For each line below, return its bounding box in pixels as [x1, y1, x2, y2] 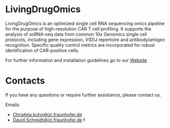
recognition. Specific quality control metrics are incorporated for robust [5, 42, 155, 48]
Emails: [5, 102, 20, 108]
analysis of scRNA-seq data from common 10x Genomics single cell [5, 31, 148, 37]
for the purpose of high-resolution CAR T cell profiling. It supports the [5, 25, 152, 31]
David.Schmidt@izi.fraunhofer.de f [12, 117, 86, 123]
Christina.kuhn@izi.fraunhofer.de [12, 111, 82, 117]
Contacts [5, 75, 45, 87]
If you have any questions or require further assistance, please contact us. [5, 91, 161, 98]
